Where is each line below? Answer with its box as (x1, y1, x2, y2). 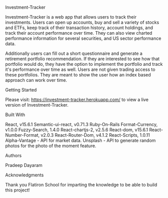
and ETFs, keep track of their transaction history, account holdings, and (5, 25, 153, 31)
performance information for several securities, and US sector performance (5, 35, 161, 41)
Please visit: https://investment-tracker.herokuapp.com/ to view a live (5, 96, 149, 103)
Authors (5, 153, 22, 158)
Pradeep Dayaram (5, 162, 43, 168)
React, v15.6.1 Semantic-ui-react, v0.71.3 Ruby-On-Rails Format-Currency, (5, 122, 158, 127)
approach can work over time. (5, 77, 68, 83)
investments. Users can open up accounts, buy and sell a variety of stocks (5, 20, 159, 25)
